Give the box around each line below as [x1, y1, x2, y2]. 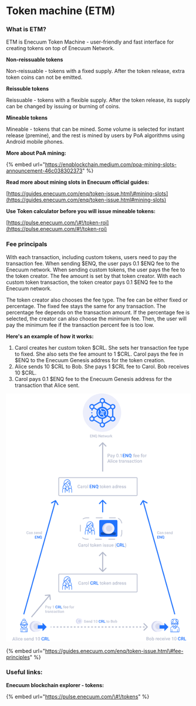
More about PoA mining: [6, 150, 66, 157]
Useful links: [6, 668, 43, 677]
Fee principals [6, 240, 48, 248]
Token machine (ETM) [6, 4, 116, 18]
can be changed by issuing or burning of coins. [6, 103, 120, 110]
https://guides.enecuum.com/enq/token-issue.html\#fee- [45, 647, 184, 654]
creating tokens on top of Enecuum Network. [6, 45, 115, 52]
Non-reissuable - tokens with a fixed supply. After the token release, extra [6, 68, 185, 75]
